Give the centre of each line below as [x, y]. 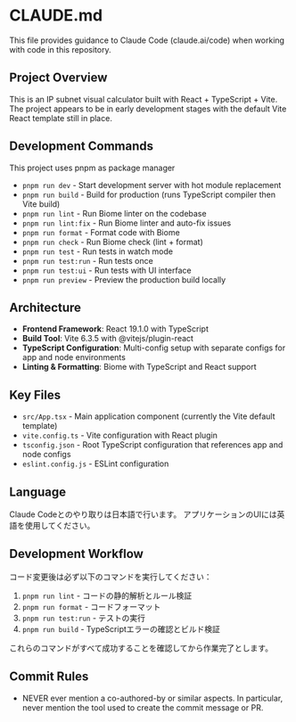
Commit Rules [49, 677]
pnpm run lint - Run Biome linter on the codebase [114, 213]
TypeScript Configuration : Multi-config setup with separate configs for [154, 348]
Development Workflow [77, 554]
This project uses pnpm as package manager [92, 168]
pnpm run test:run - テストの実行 [83, 618]
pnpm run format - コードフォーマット [91, 606]
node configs [46, 455]
